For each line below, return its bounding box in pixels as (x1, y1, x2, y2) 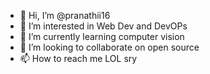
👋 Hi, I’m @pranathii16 (19, 10, 111, 21)
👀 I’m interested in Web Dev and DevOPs (19, 20, 188, 32)
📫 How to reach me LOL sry (19, 53, 138, 64)
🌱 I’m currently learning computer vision (19, 31, 185, 42)
